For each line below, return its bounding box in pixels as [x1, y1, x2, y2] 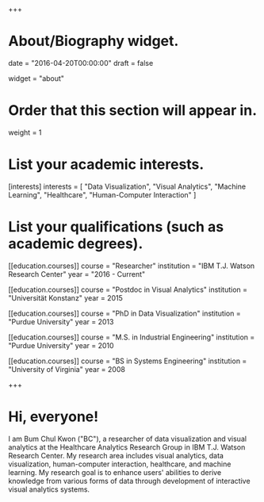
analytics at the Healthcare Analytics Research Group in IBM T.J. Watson [8, 442, 246, 452]
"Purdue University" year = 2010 [8, 340, 114, 350]
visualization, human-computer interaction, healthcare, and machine [8, 459, 231, 469]
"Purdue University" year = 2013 [8, 316, 114, 326]
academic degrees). [8, 235, 143, 252]
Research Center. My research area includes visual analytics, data [8, 450, 224, 460]
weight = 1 [8, 128, 42, 137]
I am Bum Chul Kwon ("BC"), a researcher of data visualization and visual [8, 434, 247, 443]
